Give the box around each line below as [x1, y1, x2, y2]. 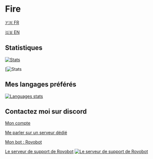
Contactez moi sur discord [5, 107, 87, 116]
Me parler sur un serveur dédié [5, 130, 68, 136]
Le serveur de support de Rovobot [5, 149, 74, 155]
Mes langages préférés [5, 80, 77, 89]
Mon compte [5, 120, 31, 126]
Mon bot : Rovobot [5, 139, 42, 145]
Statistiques [5, 44, 43, 52]
